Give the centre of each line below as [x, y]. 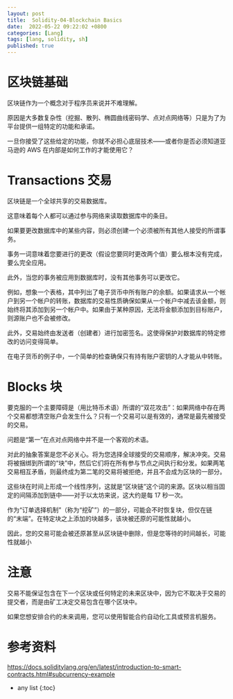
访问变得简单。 [41, 342]
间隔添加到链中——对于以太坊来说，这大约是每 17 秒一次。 [103, 495]
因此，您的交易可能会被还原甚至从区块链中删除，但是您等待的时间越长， [110, 533]
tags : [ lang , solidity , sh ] [48, 40]
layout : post [26, 14]
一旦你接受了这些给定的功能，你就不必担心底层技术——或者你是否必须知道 [113, 141]
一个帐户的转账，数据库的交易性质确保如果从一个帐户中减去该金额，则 [126, 301]
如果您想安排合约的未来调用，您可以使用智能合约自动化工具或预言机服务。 [113, 616]
